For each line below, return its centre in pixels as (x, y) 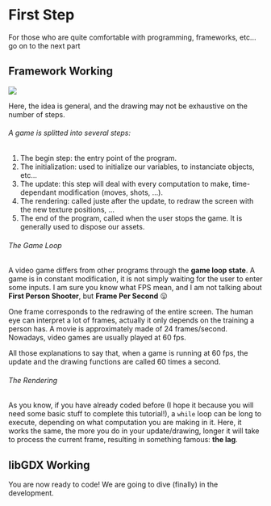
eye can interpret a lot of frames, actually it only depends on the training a (131, 320)
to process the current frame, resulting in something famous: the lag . (123, 440)
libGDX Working (49, 465)
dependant (38, 192)
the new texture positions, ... (67, 209)
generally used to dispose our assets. (82, 226)
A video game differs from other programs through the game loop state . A (132, 270)
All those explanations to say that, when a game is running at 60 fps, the (128, 353)
